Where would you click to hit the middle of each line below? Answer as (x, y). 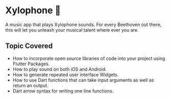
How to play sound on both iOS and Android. (59, 69)
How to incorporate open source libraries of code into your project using (89, 58)
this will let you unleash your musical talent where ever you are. (72, 30)
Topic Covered (29, 46)
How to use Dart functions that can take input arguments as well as (83, 80)
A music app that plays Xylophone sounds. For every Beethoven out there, (83, 24)
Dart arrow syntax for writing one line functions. (63, 91)
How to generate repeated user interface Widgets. (66, 75)
